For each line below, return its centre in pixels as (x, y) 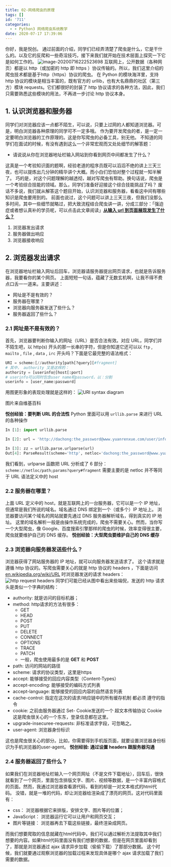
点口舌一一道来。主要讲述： (34, 284)
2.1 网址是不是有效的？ (33, 329)
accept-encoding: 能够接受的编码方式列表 (56, 685)
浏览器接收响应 (28, 240)
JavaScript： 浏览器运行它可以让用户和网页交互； (65, 816)
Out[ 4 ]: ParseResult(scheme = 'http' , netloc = (53, 453)
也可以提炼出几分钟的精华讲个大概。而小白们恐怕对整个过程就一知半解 (88, 172)
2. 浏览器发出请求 (33, 258)
